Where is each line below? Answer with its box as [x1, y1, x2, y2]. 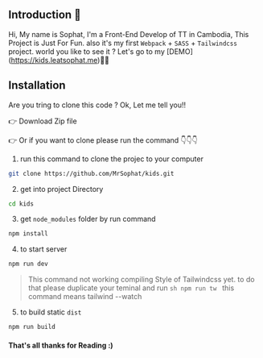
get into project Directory [19, 184, 104, 194]
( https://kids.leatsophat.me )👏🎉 [8, 55, 110, 65]
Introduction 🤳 [8, 8, 82, 22]
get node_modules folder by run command [19, 214, 156, 224]
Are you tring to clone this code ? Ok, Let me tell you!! [8, 100, 187, 110]
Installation [8, 78, 66, 93]
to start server [19, 244, 68, 254]
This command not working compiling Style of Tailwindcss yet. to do [27, 275, 255, 285]
